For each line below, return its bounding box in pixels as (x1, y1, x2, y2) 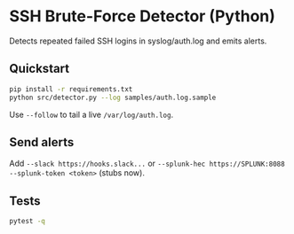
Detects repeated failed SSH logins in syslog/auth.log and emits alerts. (9, 35, 267, 46)
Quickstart (9, 61, 70, 76)
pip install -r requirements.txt (9, 84, 133, 94)
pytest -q (9, 217, 46, 226)
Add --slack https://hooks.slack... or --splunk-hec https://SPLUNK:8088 (9, 158, 286, 169)
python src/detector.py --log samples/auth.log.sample (9, 93, 217, 102)
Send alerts (9, 135, 75, 150)
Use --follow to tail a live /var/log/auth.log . (9, 109, 174, 120)
